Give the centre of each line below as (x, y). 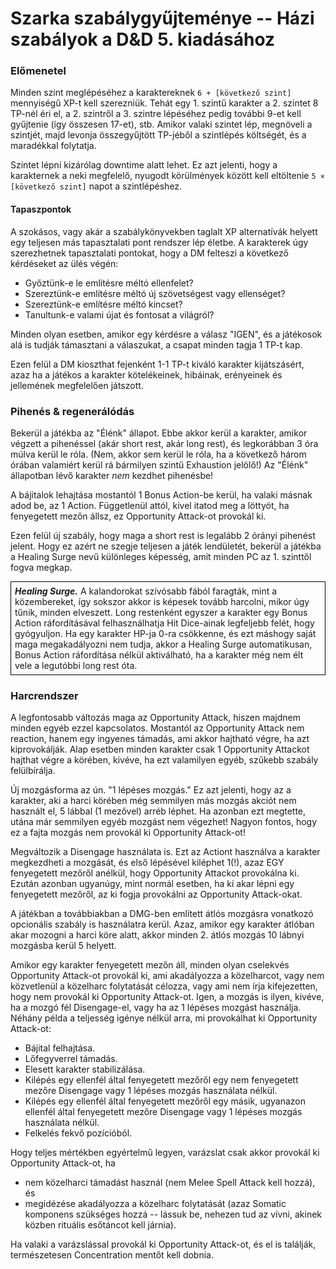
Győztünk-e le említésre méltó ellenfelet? (109, 283)
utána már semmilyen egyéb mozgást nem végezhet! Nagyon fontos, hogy (164, 822)
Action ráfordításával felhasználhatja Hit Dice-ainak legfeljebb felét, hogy (164, 623)
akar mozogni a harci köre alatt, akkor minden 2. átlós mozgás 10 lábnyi (157, 935)
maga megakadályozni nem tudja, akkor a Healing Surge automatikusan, (163, 644)
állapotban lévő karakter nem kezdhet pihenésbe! (112, 475)
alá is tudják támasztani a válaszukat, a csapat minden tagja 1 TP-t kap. (156, 344)
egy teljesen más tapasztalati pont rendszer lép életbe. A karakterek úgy (159, 242)
